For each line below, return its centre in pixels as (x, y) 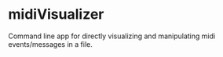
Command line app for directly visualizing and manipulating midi (112, 36)
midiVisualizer (56, 14)
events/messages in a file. (50, 44)
